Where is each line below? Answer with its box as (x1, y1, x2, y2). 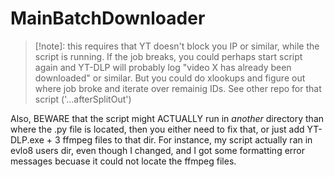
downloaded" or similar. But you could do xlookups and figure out (34, 72, 306, 84)
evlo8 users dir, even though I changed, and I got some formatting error (10, 144, 306, 156)
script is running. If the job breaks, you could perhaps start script (34, 50, 303, 62)
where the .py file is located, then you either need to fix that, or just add (10, 123, 305, 135)
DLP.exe (10, 133, 45, 146)
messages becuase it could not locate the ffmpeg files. (10, 155, 237, 167)
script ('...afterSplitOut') (34, 93, 132, 105)
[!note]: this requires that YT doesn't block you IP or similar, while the (34, 40, 320, 52)
